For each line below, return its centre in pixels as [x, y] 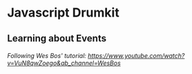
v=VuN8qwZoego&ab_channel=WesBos [64, 63]
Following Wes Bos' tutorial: [47, 56]
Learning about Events [57, 38]
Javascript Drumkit [63, 13]
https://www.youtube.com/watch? [136, 56]
